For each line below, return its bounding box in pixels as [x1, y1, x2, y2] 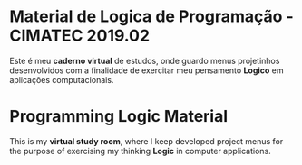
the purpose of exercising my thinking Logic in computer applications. [9, 145, 271, 156]
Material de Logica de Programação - [9, 6, 295, 27]
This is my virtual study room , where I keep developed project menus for [9, 135, 284, 146]
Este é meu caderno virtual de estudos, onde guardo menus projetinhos [9, 55, 280, 66]
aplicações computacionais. [9, 74, 114, 85]
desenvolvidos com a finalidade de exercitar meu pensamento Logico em [9, 65, 284, 76]
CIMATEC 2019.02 [9, 25, 151, 46]
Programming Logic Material [9, 106, 229, 127]
